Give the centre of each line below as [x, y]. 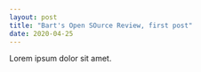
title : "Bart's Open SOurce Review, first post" [101, 25]
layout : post [33, 17]
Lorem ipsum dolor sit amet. [60, 59]
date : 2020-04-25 [41, 33]
